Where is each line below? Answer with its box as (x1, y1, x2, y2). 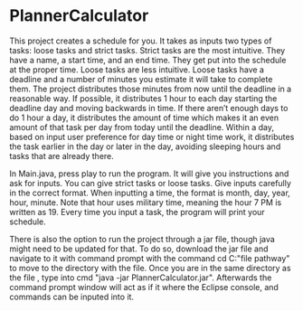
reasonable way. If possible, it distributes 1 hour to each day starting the (9, 92, 278, 104)
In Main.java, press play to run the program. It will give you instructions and (9, 168, 289, 179)
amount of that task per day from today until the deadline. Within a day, (9, 121, 274, 132)
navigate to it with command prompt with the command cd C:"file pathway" (9, 252, 290, 263)
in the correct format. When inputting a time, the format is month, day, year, (9, 187, 291, 198)
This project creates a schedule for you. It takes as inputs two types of (9, 35, 272, 46)
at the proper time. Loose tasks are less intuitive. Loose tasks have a (9, 64, 265, 75)
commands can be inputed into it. (9, 291, 134, 302)
